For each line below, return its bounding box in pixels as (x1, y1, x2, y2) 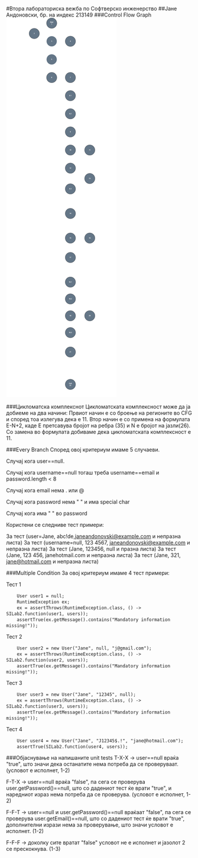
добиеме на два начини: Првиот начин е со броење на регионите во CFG (6, 409, 192, 417)
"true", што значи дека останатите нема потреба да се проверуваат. (6, 761, 179, 767)
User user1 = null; (17, 593, 65, 599)
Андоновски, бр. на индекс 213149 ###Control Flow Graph (6, 11, 152, 18)
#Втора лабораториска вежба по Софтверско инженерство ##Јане (6, 5, 177, 12)
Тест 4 (6, 726, 22, 732)
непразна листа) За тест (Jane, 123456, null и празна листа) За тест (6, 545, 176, 552)
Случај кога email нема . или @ (6, 487, 85, 494)
